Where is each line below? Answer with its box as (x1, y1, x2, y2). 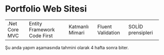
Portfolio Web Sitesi (5, 3, 87, 14)
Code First (29, 32, 53, 39)
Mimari (68, 29, 84, 36)
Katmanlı (68, 23, 89, 30)
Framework (29, 26, 55, 33)
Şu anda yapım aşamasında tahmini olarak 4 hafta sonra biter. (5, 44, 129, 50)
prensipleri (128, 29, 153, 36)
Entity (29, 20, 42, 27)
